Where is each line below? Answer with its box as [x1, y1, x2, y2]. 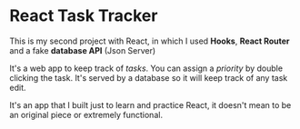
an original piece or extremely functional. [9, 109, 164, 120]
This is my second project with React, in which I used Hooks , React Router [9, 35, 290, 46]
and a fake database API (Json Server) [9, 45, 156, 55]
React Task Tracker [9, 5, 158, 26]
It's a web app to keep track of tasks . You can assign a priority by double [9, 63, 284, 74]
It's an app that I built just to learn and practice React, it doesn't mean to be [9, 99, 292, 110]
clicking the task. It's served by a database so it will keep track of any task [9, 72, 288, 83]
